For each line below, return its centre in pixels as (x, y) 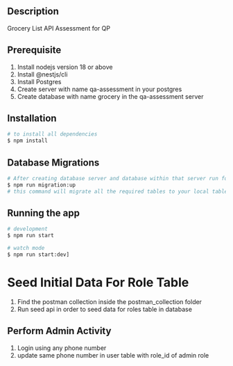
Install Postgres (39, 81)
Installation (32, 119)
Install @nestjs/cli (42, 74)
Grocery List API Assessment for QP (59, 28)
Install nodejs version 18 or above (65, 67)
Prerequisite (34, 50)
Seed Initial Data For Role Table (98, 283)
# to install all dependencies (52, 134)
